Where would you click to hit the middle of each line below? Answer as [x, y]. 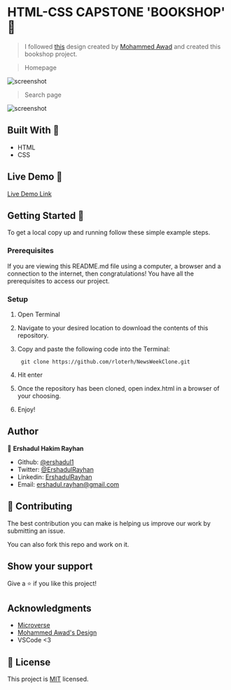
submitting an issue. [36, 531]
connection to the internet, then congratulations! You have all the [101, 273]
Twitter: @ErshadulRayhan [56, 469]
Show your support [50, 566]
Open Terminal [39, 314]
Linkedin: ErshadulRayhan [55, 477]
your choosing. [39, 395]
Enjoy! [26, 409]
